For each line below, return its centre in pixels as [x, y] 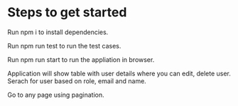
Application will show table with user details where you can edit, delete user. [119, 73]
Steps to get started [67, 12]
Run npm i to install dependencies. [58, 32]
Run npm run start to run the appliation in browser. [81, 59]
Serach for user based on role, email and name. [77, 81]
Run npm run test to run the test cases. [64, 46]
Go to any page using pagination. [56, 95]
